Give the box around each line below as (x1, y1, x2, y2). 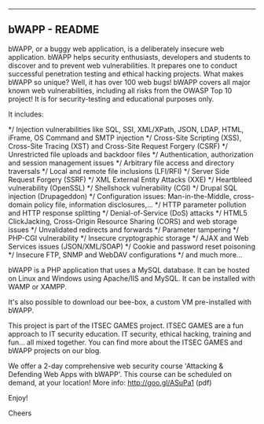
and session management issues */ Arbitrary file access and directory (8, 158, 235, 168)
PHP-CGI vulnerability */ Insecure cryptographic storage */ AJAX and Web (8, 233, 249, 242)
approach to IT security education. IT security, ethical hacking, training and (8, 329, 251, 338)
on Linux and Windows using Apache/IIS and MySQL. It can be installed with (8, 273, 255, 283)
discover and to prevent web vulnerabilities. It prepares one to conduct (8, 61, 238, 70)
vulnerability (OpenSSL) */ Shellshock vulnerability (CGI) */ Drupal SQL (8, 183, 238, 193)
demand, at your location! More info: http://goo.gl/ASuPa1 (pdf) (8, 378, 212, 387)
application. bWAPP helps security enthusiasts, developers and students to (8, 52, 251, 61)
